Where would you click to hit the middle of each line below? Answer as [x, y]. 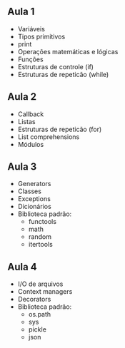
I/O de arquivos [40, 284]
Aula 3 [22, 167]
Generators [34, 184]
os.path [40, 314]
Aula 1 [21, 12]
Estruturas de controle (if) [56, 66]
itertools [41, 245]
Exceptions [34, 199]
